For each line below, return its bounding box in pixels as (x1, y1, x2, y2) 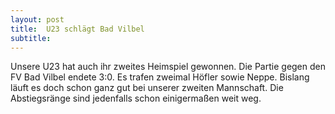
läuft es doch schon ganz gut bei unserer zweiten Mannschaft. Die (10, 82, 284, 94)
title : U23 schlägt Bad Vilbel (10, 24, 145, 34)
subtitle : (10, 33, 52, 43)
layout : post (10, 14, 65, 25)
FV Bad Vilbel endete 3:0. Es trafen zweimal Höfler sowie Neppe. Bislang (10, 71, 310, 83)
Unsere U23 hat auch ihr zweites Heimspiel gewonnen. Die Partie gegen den (10, 61, 326, 73)
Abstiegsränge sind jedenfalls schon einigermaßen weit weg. (10, 92, 262, 105)
